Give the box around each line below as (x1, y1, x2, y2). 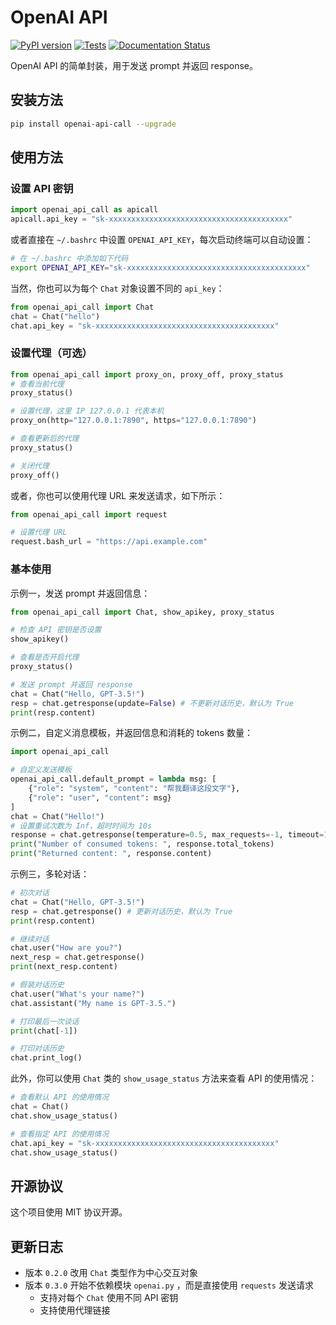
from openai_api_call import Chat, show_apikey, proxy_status (10, 607, 275, 617)
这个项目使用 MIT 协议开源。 (10, 1206, 128, 1218)
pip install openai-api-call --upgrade (10, 119, 177, 129)
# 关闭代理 (10, 461, 50, 471)
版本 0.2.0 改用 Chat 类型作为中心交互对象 (24, 1267, 198, 1279)
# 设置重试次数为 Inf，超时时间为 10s (10, 821, 153, 831)
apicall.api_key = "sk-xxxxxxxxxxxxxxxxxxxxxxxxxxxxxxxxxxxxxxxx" (10, 214, 293, 225)
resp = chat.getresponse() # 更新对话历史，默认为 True (10, 906, 233, 916)
